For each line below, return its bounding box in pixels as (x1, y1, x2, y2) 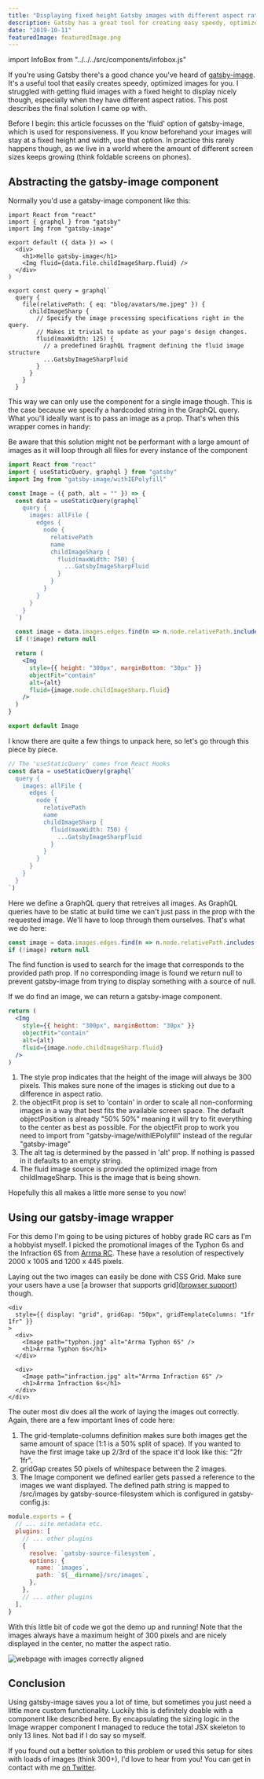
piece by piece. (8, 744, 58, 754)
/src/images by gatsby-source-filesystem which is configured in (19, 1489, 228, 1498)
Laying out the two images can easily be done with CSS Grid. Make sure (8, 1272, 242, 1281)
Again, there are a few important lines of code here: (8, 1416, 175, 1425)
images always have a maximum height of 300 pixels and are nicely (8, 1630, 227, 1640)
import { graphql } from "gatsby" (8, 218, 122, 226)
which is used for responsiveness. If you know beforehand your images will (8, 127, 252, 137)
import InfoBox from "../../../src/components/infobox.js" (8, 55, 187, 64)
